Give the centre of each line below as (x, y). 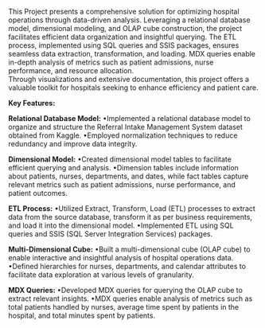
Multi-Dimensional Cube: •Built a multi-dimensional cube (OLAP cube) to (129, 249)
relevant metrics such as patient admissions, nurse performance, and (122, 185)
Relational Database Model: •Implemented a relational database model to (129, 118)
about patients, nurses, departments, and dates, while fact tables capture (129, 176)
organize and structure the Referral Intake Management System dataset (125, 127)
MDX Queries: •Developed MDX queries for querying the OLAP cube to (125, 290)
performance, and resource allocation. (71, 70)
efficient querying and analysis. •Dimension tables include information (123, 168)
